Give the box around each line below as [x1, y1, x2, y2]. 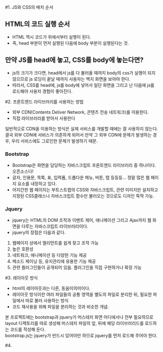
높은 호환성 [12, 246, 34, 252]
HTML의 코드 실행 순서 [5, 20, 70, 28]
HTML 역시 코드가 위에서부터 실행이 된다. [12, 34, 92, 40]
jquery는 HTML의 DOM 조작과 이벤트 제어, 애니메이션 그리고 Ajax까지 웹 [12, 217, 152, 223]
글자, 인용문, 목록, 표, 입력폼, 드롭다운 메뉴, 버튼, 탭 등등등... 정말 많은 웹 [12, 174, 150, 180]
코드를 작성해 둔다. [10, 326, 46, 332]
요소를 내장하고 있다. [17, 181, 57, 187]
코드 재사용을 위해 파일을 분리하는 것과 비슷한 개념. [12, 304, 109, 310]
